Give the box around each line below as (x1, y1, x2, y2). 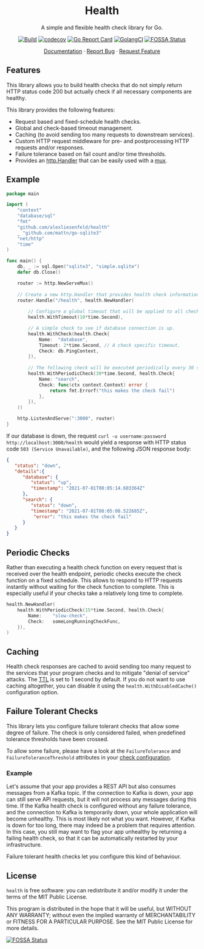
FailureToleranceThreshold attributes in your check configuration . (6, 753, 172, 761)
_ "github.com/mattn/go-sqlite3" (17, 230, 102, 236)
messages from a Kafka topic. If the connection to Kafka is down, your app (6, 789, 194, 797)
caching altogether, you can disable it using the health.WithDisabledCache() (6, 682, 197, 689)
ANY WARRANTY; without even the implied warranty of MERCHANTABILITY (6, 911, 196, 919)
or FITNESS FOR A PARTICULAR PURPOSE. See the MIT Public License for (6, 918, 193, 925)
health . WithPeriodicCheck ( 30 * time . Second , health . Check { (28, 371, 175, 377)
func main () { (6, 258, 42, 264)
